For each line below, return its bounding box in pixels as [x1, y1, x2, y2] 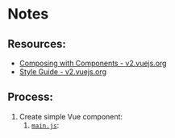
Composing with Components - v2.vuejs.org [19, 58, 167, 68]
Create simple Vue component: [19, 111, 123, 121]
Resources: [7, 37, 66, 51]
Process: [7, 90, 53, 104]
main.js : [31, 120, 60, 130]
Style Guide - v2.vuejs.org [19, 67, 106, 77]
